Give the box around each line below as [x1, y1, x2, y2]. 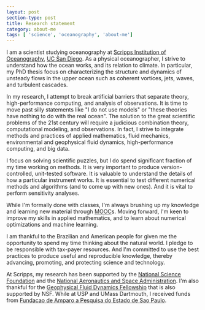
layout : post [6, 9, 40, 15]
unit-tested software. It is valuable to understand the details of [34, 170, 193, 178]
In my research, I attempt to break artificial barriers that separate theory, [6, 93, 189, 100]
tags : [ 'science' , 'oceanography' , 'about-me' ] [6, 32, 133, 38]
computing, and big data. [6, 145, 70, 153]
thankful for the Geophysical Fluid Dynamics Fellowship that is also [6, 284, 176, 291]
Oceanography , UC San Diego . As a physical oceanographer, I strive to [6, 55, 186, 62]
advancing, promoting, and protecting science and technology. [6, 259, 166, 267]
